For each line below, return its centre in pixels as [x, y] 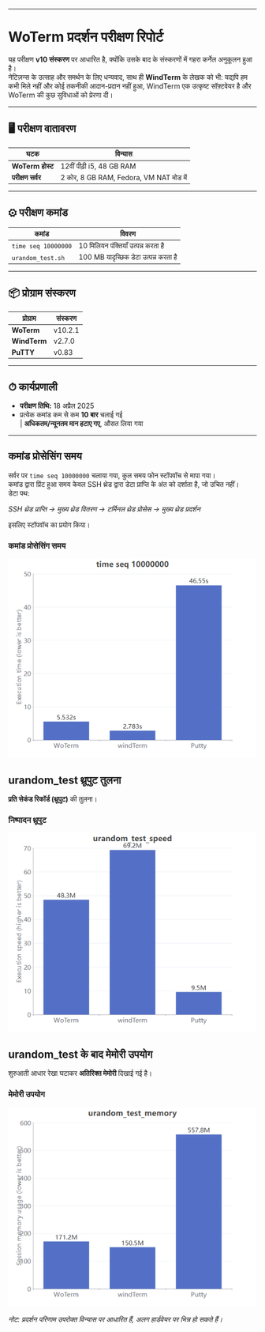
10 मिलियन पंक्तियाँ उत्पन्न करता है [121, 245]
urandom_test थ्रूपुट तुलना [65, 780]
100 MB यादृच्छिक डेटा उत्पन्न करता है [128, 257]
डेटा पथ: [19, 493]
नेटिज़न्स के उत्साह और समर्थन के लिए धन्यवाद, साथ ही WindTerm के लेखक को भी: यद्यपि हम [128, 77]
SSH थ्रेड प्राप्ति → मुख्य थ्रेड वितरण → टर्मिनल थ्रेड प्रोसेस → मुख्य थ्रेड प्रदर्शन [105, 509]
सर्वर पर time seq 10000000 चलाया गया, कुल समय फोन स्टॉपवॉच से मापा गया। [112, 475]
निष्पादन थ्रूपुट [28, 820]
